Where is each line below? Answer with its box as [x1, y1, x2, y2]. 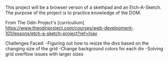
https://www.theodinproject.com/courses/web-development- [5, 25, 134, 31]
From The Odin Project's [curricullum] [5, 20, 85, 25]
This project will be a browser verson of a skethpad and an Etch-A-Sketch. [5, 5, 162, 10]
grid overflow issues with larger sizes [5, 51, 84, 57]
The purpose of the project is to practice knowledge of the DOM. [5, 10, 142, 16]
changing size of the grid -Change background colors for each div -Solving [5, 46, 163, 51]
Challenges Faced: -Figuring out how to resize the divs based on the [5, 40, 149, 46]
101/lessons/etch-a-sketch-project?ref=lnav [5, 30, 98, 36]
